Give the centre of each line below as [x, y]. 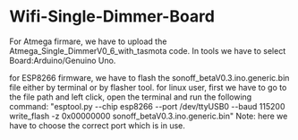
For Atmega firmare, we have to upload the [88, 41]
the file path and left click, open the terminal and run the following [131, 97]
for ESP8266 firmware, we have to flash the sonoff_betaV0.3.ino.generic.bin [149, 77]
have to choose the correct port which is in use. [98, 125]
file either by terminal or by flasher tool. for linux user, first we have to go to [148, 87]
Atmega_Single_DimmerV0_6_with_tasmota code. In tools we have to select [148, 50]
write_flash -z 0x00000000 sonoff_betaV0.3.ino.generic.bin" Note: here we [149, 116]
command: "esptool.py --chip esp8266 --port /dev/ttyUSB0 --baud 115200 [147, 106]
